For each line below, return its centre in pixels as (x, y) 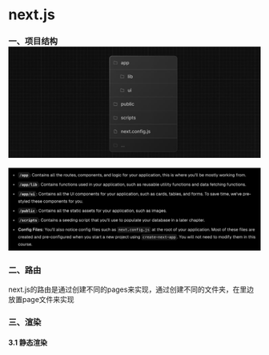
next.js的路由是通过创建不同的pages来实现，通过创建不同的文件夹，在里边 (131, 289)
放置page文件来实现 (41, 299)
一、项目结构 (33, 42)
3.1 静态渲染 (28, 343)
